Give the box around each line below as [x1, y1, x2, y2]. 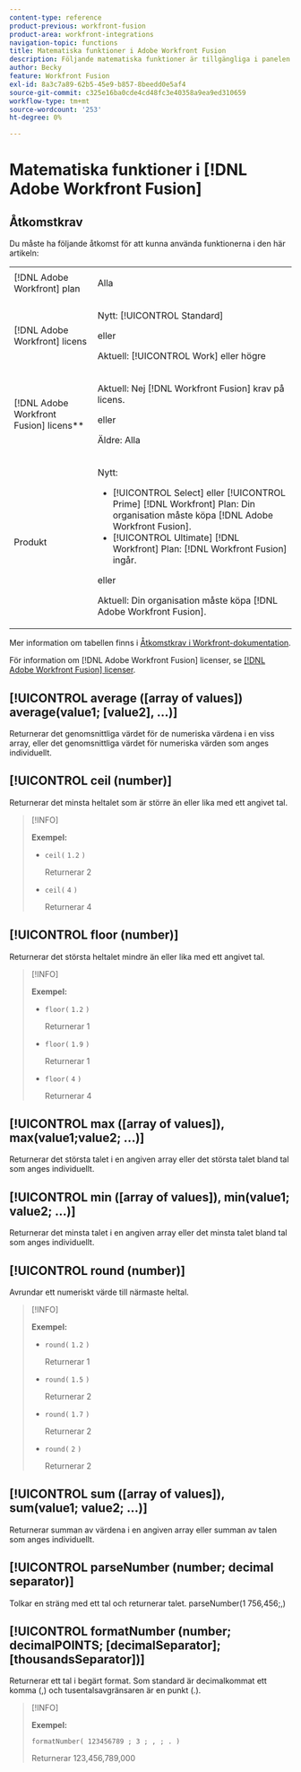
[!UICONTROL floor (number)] [9, 928, 179, 943]
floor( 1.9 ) [44, 1040, 90, 1049]
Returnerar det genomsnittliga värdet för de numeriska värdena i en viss [9, 728, 275, 738]
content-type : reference [9, 13, 102, 22]
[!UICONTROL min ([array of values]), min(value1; [9, 1190, 290, 1205]
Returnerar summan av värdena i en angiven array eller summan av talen [9, 1524, 278, 1535]
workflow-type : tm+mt [9, 96, 90, 106]
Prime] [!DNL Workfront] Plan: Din [112, 498, 255, 511]
